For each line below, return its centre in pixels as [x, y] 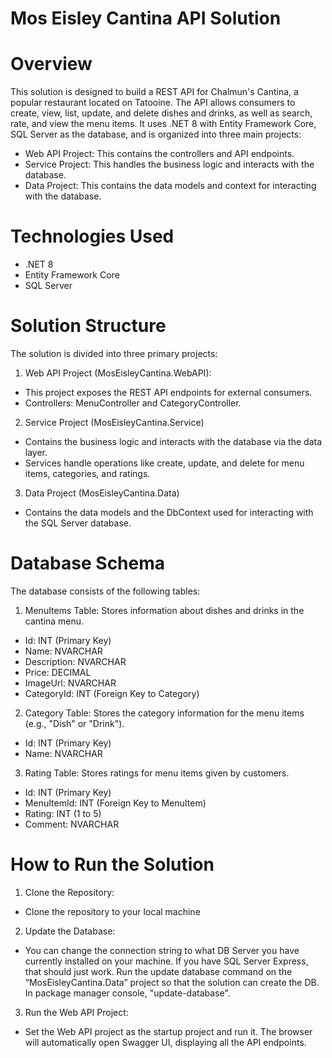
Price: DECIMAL [58, 672]
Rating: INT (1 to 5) [63, 813]
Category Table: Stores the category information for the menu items [164, 713]
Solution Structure [88, 326]
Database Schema [88, 563]
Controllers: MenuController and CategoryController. [133, 403]
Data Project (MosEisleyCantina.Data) [102, 493]
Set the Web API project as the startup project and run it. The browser [168, 1031]
